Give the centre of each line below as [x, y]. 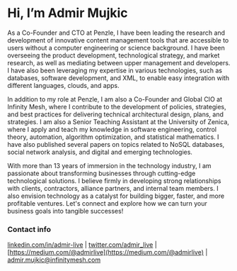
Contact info [29, 229]
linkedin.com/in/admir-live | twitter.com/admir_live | [82, 245]
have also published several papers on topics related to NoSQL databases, [116, 144]
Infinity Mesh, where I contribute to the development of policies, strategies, [117, 106]
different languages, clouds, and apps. [63, 85]
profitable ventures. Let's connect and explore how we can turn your [107, 203]
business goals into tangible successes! [65, 211]
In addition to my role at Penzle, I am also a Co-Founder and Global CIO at [115, 99]
